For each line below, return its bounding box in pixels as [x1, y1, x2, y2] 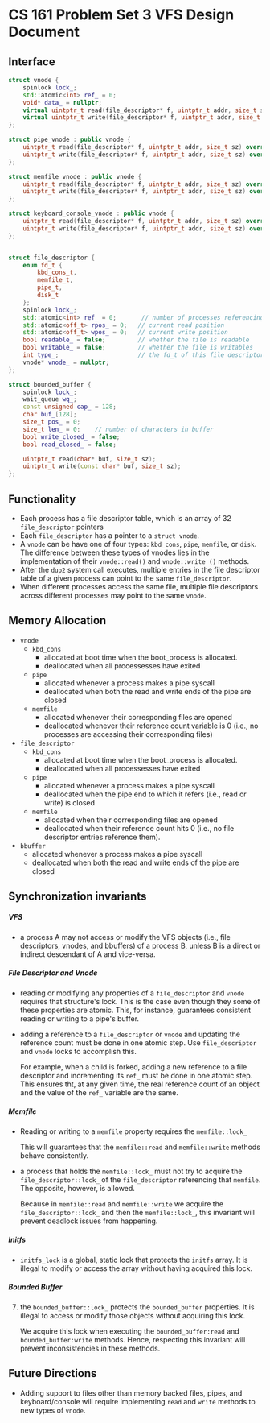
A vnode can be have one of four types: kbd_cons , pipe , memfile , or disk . [19, 539, 257, 548]
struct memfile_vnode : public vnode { [8, 172, 142, 180]
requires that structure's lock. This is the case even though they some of [19, 997, 260, 1007]
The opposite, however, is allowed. [19, 1184, 135, 1193]
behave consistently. [19, 1151, 89, 1160]
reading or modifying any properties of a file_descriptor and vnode [19, 988, 245, 998]
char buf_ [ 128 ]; [22, 411, 78, 419]
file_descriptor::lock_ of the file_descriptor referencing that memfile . [19, 1175, 261, 1185]
